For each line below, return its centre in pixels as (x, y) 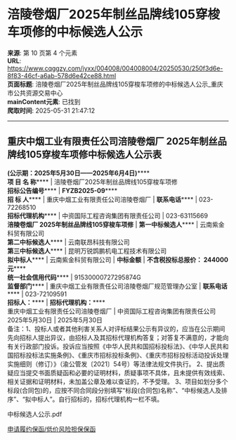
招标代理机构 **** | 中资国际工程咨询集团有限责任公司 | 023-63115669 (108, 215)
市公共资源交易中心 (35, 93)
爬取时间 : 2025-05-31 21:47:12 (51, 111)
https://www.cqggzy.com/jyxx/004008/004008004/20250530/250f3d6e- (115, 68)
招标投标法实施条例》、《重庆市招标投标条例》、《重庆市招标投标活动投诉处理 (121, 355)
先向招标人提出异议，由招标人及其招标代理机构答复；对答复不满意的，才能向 (118, 337)
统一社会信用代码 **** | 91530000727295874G (74, 277)
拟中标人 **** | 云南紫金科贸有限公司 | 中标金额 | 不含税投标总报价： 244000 (118, 259)
